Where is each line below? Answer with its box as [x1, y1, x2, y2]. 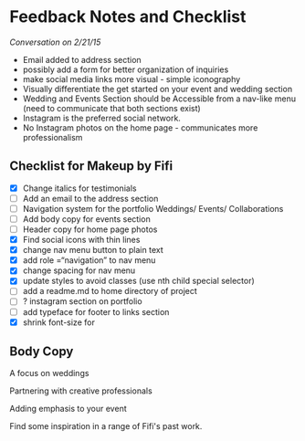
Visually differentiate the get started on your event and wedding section [22, 83, 293, 94]
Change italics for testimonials [22, 183, 137, 194]
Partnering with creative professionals [9, 385, 152, 396]
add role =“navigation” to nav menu [22, 255, 156, 266]
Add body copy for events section [22, 213, 151, 225]
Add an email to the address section [22, 193, 159, 204]
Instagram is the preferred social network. [22, 112, 181, 123]
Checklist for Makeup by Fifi [9, 158, 174, 174]
